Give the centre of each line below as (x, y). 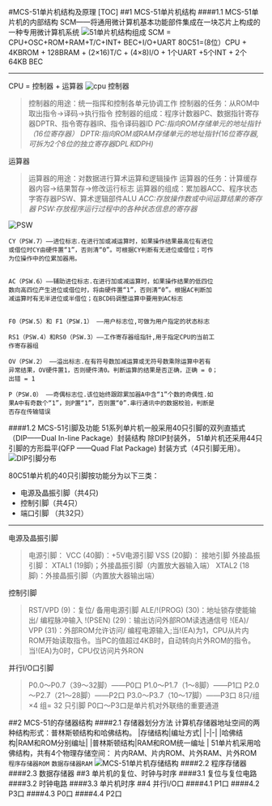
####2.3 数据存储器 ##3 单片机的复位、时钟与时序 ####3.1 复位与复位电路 (133, 773)
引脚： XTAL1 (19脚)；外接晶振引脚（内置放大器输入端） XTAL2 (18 (139, 565)
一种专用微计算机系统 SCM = (90, 32)
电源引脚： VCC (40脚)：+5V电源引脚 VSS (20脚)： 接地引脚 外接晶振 (144, 555)
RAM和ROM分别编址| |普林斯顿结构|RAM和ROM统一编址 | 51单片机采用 (136, 743)
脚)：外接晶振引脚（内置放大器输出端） (93, 575)
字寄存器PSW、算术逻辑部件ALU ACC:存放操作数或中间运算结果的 (138, 198)
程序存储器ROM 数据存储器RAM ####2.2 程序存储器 (127, 763)
